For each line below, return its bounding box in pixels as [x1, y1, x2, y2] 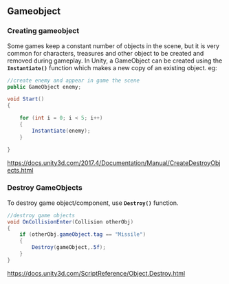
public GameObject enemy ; [7, 83, 81, 90]
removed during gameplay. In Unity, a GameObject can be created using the [7, 56, 223, 65]
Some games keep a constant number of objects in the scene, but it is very [7, 41, 220, 50]
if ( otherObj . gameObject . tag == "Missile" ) [19, 231, 146, 238]
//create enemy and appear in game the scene [7, 77, 140, 84]
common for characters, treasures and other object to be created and [7, 49, 204, 57]
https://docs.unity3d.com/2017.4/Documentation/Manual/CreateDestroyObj [7, 158, 221, 167]
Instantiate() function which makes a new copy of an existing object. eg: [7, 63, 217, 72]
